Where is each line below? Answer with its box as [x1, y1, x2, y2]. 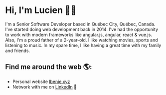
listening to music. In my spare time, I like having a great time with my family [5, 42, 162, 48]
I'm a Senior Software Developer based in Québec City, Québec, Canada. [5, 21, 156, 27]
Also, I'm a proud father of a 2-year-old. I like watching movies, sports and [5, 37, 158, 43]
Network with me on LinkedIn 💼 [12, 83, 77, 89]
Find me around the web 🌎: [5, 62, 92, 71]
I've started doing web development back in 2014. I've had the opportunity [5, 26, 159, 32]
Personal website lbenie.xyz [12, 78, 70, 84]
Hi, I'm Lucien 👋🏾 [5, 4, 76, 16]
